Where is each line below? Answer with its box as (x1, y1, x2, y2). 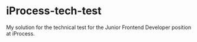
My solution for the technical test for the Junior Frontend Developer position (6, 24, 191, 31)
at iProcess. (6, 30, 35, 37)
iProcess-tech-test (6, 4, 102, 18)
